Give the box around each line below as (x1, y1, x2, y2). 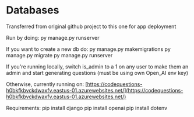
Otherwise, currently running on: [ (6, 80, 87, 88)
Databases (6, 4, 59, 17)
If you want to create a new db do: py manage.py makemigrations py (6, 45, 171, 53)
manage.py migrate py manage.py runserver (6, 51, 113, 58)
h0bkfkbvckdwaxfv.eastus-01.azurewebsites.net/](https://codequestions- (6, 87, 184, 94)
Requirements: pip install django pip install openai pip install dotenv (6, 104, 168, 111)
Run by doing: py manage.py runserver (6, 34, 100, 41)
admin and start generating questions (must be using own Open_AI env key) (6, 69, 188, 76)
